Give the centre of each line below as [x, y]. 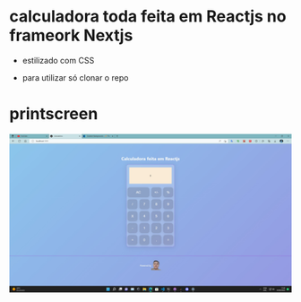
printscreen [54, 114]
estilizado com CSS [58, 60]
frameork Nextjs [71, 35]
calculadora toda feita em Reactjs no [148, 17]
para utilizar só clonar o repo [75, 77]
